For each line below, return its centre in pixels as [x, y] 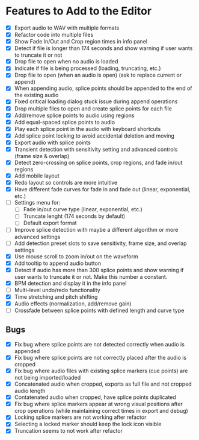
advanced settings [37, 237]
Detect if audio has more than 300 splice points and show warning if [99, 270]
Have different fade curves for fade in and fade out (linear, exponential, [102, 190]
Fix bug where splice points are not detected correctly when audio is [99, 344]
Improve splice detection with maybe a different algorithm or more [96, 230]
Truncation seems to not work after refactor [68, 431]
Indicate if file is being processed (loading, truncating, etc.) [87, 68]
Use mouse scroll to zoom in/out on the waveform [76, 256]
